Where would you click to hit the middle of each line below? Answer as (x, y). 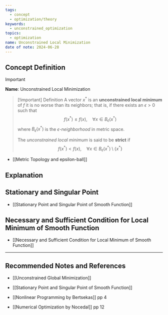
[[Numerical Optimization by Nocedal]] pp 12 (58, 307)
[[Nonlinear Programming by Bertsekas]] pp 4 (59, 297)
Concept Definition (35, 67)
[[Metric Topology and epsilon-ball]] (50, 160)
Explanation (24, 175)
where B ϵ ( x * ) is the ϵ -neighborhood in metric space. (71, 129)
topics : (13, 33)
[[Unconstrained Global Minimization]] (52, 278)
